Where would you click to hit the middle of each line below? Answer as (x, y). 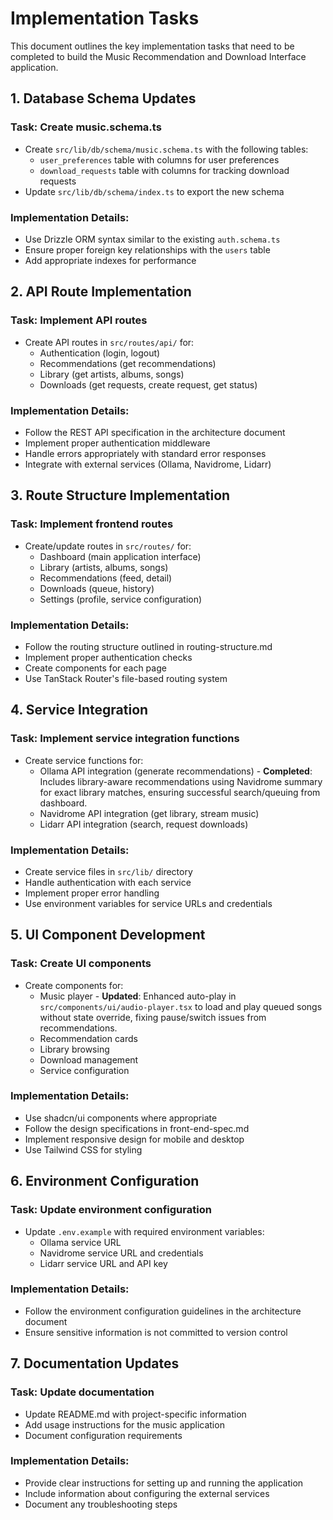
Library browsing (74, 1049)
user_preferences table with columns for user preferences (159, 159)
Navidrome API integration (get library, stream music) (149, 813)
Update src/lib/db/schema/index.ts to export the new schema (154, 191)
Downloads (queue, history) (97, 588)
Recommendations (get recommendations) (128, 363)
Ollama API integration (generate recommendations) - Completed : (176, 771)
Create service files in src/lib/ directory (108, 871)
